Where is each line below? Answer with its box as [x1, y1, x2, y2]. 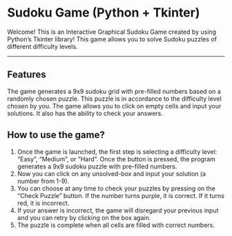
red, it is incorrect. [17, 199, 70, 207]
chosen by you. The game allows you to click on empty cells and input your [7, 101, 222, 110]
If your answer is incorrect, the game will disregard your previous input [17, 206, 219, 215]
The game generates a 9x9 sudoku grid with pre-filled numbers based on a [7, 87, 221, 95]
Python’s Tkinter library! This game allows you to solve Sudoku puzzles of [7, 35, 217, 43]
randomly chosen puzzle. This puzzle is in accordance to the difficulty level [7, 95, 222, 103]
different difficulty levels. [7, 42, 78, 50]
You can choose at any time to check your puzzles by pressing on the [17, 184, 216, 193]
